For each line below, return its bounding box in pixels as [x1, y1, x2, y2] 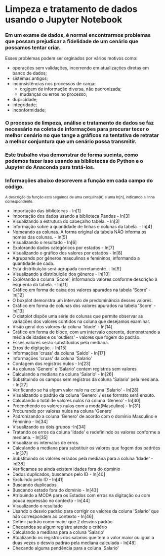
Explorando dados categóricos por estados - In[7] [12, 245, 115, 250]
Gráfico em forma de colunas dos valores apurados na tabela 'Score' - [12, 303, 156, 309]
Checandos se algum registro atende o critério [12, 524, 107, 530]
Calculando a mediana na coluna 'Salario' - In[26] [12, 371, 114, 377]
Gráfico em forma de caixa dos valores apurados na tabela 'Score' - [12, 287, 151, 293]
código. [5, 184, 24, 190]
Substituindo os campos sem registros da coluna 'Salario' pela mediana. [12, 376, 160, 382]
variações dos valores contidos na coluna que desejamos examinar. [12, 318, 151, 324]
